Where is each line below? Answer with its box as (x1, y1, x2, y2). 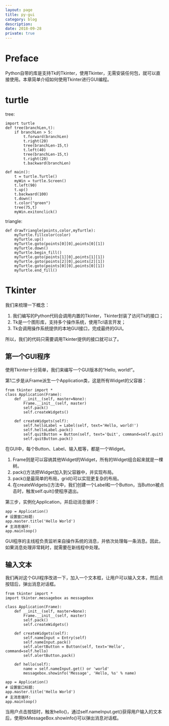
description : (5, 21, 33, 27)
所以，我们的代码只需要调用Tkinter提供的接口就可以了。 (5, 336, 122, 342)
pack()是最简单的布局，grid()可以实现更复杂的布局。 (12, 475, 122, 481)
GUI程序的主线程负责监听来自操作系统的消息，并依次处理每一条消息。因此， (5, 538, 163, 544)
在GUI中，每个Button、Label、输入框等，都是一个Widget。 (5, 445, 128, 451)
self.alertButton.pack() (23, 653, 76, 658)
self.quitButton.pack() (23, 436, 73, 441)
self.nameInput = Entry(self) (23, 636, 87, 641)
